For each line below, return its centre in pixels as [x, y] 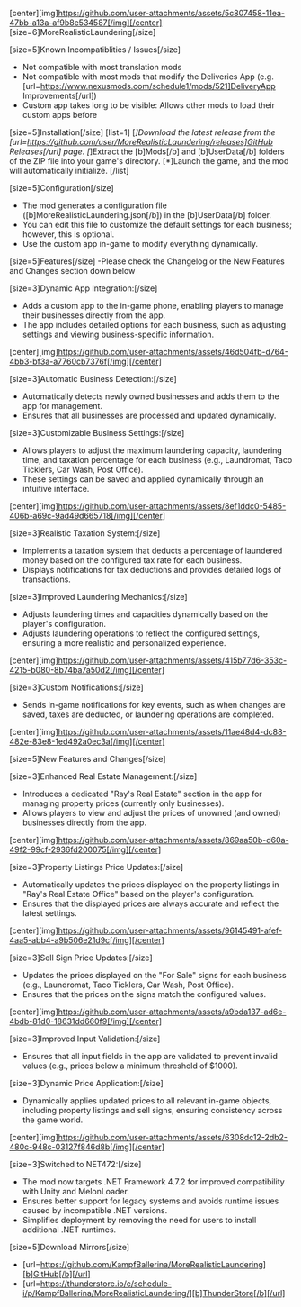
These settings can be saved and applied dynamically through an [143, 479]
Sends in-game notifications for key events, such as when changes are [154, 705]
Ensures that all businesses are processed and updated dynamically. [149, 415]
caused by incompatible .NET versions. [95, 1210]
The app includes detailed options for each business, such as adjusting [154, 325]
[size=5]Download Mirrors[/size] [70, 1247]
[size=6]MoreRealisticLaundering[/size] [83, 32]
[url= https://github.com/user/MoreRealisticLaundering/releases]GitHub [142, 142]
